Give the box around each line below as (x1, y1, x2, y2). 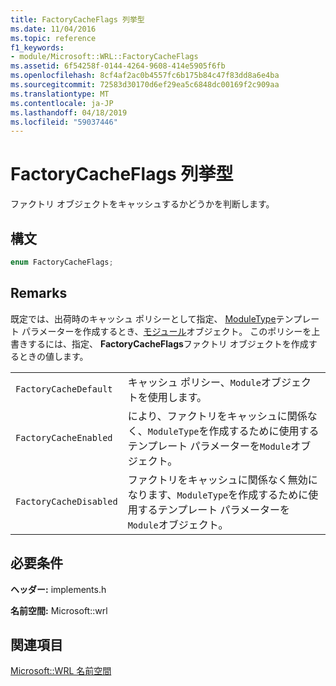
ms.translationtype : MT (10, 89, 110, 99)
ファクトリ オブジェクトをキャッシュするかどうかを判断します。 (10, 198, 275, 210)
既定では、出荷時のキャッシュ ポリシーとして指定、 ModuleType (10, 312, 277, 325)
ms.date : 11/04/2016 (10, 24, 97, 34)
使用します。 (147, 390, 208, 404)
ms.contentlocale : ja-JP (10, 98, 114, 108)
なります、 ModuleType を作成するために (127, 487, 309, 501)
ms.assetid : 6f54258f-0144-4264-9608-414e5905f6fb (10, 61, 226, 71)
